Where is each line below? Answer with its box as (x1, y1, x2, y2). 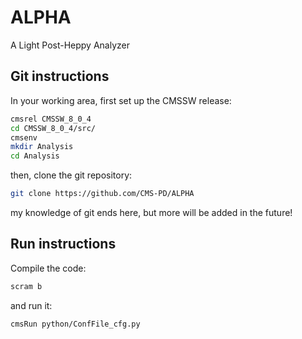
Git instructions (10, 68, 110, 85)
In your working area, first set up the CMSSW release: (10, 94, 232, 106)
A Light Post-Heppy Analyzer (10, 39, 131, 51)
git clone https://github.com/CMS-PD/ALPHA (10, 189, 195, 199)
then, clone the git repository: (10, 169, 133, 181)
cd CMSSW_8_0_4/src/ (10, 123, 97, 133)
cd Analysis (10, 151, 60, 161)
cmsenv (10, 132, 38, 143)
